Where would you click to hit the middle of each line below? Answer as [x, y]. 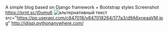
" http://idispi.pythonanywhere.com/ [46, 23]
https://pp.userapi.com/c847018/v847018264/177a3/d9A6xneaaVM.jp [90, 18]
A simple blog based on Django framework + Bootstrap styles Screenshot [82, 7]
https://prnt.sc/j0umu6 [29, 12]
